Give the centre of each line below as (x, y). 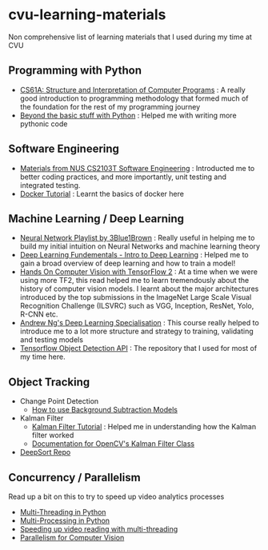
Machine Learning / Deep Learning (96, 219)
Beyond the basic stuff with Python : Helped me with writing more (128, 115)
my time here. (42, 357)
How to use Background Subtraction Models (105, 410)
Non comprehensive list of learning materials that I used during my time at (130, 37)
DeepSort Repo (45, 452)
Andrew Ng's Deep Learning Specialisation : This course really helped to (140, 323)
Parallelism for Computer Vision (72, 538)
